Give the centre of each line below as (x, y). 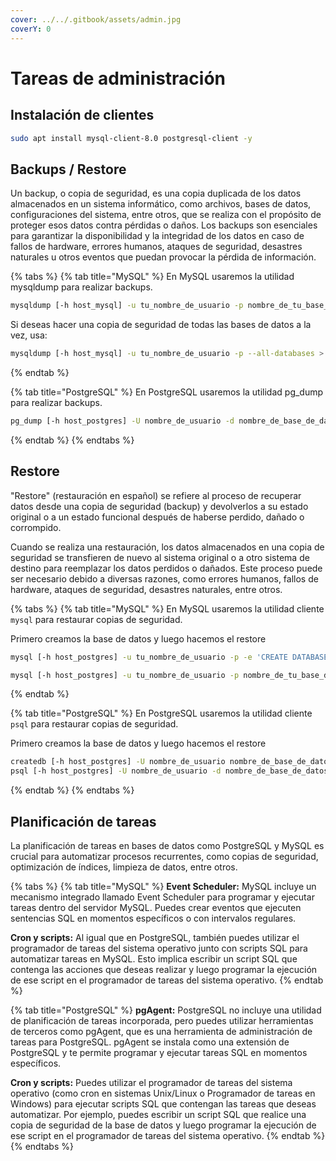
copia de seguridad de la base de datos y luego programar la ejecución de (163, 1125)
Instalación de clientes (82, 115)
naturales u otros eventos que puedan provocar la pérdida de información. (163, 257)
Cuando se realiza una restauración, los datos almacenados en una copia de (167, 547)
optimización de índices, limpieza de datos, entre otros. (124, 867)
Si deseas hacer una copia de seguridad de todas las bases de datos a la (161, 325)
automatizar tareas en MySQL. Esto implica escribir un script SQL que (154, 958)
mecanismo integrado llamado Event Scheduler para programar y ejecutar (162, 897)
